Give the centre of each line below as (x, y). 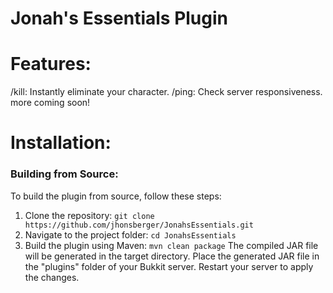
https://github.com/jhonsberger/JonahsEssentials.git (139, 225)
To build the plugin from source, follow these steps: (116, 196)
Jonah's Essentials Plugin (119, 18)
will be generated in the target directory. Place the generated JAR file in (172, 256)
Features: (51, 64)
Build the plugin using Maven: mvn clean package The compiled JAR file (171, 245)
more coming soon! (50, 103)
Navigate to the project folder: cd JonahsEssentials (130, 234)
